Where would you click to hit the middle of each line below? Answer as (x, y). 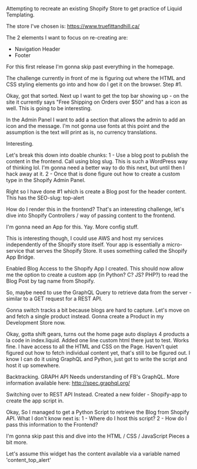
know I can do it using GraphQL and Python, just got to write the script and (96, 359)
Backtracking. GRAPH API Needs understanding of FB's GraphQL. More (93, 377)
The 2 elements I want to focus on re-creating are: (67, 37)
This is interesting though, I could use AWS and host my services (85, 238)
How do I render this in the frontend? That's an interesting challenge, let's (95, 209)
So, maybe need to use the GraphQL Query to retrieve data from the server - (99, 292)
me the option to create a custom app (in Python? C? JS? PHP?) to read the (97, 275)
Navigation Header (37, 49)
